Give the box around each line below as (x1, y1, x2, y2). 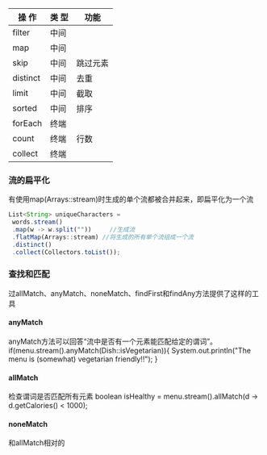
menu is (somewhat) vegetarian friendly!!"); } (8, 354, 158, 364)
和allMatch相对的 (8, 438, 65, 448)
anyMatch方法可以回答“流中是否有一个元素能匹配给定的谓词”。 (8, 336, 218, 346)
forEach (12, 118, 43, 128)
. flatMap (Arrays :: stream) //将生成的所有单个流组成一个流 (11, 233, 194, 241)
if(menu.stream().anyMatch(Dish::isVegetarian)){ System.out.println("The (8, 346, 252, 356)
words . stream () (11, 218, 63, 227)
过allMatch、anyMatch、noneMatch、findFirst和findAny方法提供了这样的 (8, 288, 252, 298)
